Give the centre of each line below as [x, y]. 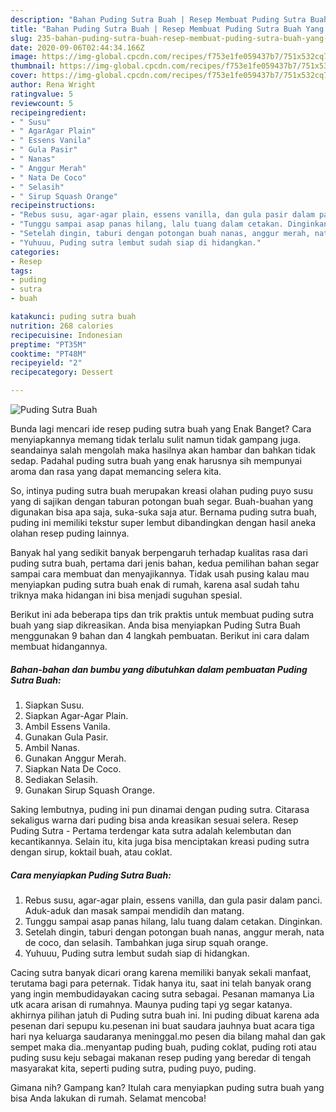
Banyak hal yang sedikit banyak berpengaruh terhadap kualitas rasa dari [159, 552]
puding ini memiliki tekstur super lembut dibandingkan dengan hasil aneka [163, 522]
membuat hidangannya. [59, 646]
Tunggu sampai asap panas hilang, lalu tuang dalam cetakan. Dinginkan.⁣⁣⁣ [173, 921]
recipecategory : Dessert [62, 372]
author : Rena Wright [53, 85]
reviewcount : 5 [42, 103]
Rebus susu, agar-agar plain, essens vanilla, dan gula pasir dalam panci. [173, 900]
